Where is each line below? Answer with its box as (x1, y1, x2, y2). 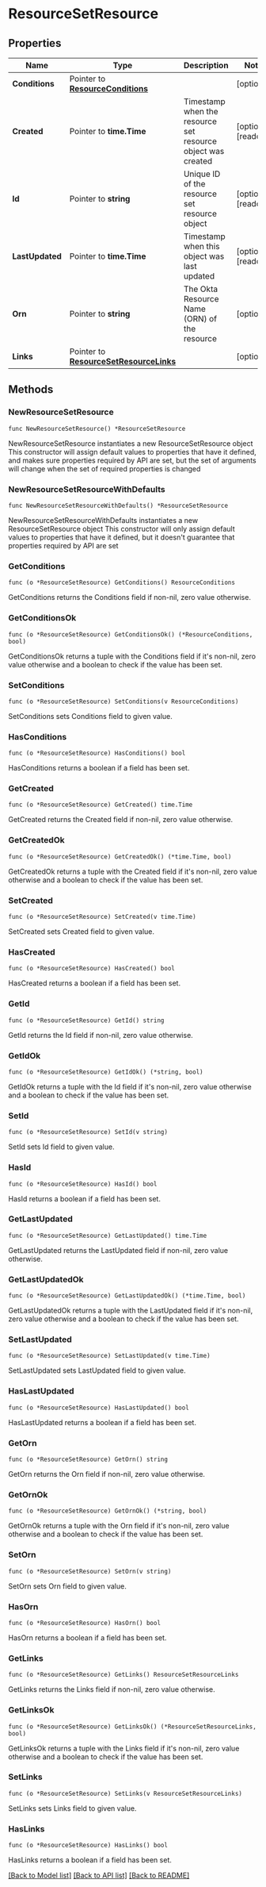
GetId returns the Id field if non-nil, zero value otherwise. (8, 1030, 194, 1040)
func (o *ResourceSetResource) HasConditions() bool (8, 749, 186, 758)
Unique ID (183, 168, 221, 179)
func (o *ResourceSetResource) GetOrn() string (8, 1455, 169, 1464)
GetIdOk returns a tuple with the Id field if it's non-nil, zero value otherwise (8, 1082, 252, 1091)
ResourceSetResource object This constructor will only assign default (8, 524, 235, 533)
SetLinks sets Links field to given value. (8, 1803, 137, 1813)
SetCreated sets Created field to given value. (8, 927, 155, 936)
